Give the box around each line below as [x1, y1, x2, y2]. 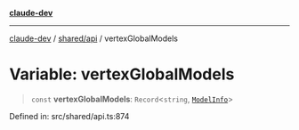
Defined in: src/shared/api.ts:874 [9, 110, 130, 121]
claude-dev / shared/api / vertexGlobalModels [9, 33, 178, 44]
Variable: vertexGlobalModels [9, 64, 235, 85]
